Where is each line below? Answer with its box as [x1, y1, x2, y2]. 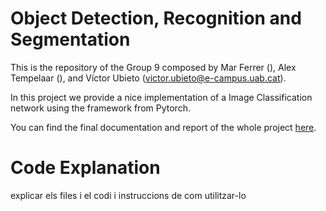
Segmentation [10, 28, 131, 51]
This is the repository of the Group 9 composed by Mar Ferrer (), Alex [10, 61, 297, 73]
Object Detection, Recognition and [10, 7, 302, 30]
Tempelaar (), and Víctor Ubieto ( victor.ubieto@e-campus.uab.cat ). [10, 72, 287, 84]
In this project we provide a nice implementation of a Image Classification [10, 91, 313, 103]
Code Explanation [10, 157, 161, 179]
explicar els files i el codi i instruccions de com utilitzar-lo [10, 189, 247, 201]
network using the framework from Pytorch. [10, 102, 191, 114]
